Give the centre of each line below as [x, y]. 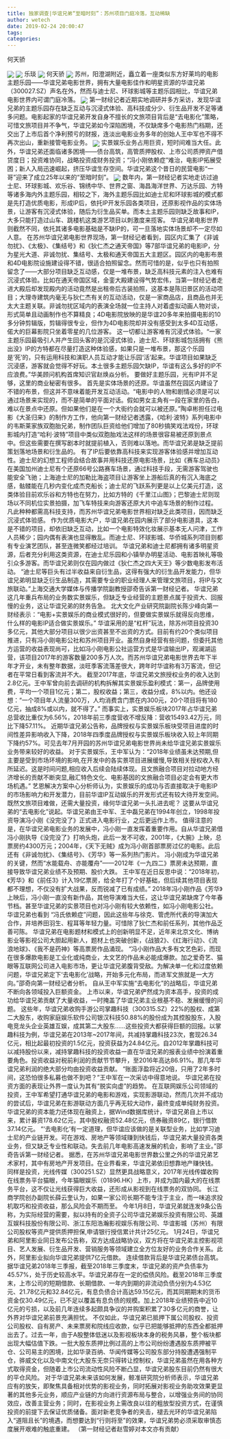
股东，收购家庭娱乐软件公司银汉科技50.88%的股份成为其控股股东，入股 [120, 1017]
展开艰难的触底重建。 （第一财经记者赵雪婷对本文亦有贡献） [98, 1429]
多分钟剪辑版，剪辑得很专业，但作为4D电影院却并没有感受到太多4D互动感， [114, 322]
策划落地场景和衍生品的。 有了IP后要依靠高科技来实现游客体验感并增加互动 [113, 451]
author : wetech [29, 20]
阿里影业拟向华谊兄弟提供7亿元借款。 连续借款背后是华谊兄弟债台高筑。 [120, 1257]
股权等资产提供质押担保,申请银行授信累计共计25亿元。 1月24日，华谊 [116, 1231]
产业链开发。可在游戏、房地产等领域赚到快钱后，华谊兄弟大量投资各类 [124, 1137]
